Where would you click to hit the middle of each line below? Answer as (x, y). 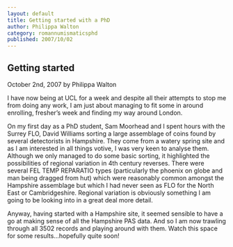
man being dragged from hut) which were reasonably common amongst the (116, 177)
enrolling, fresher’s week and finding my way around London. (95, 113)
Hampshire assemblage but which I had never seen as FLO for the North (111, 185)
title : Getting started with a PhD (59, 20)
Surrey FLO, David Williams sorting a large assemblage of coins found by (112, 134)
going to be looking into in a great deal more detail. (80, 200)
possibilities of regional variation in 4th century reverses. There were (106, 163)
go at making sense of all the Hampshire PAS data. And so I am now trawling (116, 221)
